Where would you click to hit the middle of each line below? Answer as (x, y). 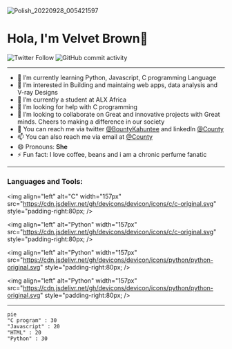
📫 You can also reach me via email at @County (85, 136)
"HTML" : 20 (24, 333)
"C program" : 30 (32, 321)
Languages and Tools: (45, 181)
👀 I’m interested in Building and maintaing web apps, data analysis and (117, 85)
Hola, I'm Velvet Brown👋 (78, 39)
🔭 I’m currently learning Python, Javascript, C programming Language (117, 77)
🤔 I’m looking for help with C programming (77, 106)
